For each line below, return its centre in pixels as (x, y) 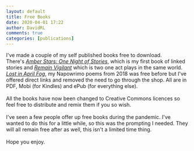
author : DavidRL (26, 28)
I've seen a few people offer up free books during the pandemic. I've (88, 117)
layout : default (26, 11)
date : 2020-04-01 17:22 (35, 22)
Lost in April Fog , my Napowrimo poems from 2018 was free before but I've (96, 74)
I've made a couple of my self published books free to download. (84, 55)
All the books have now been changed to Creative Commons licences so (93, 99)
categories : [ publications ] (40, 38)
